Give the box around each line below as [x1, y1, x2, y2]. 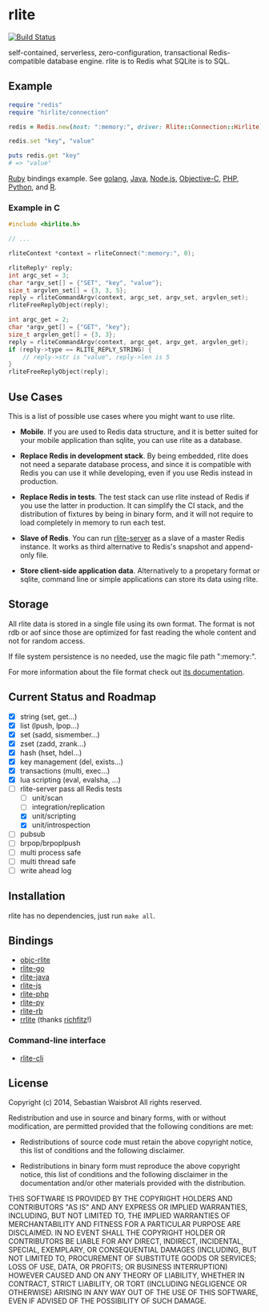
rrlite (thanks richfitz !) [19, 1015, 92, 1025]
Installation [8, 889, 66, 904]
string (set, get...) [19, 712, 78, 721]
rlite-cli [19, 1053, 44, 1062]
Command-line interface [8, 1035, 106, 1046]
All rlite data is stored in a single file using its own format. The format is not [8, 619, 255, 628]
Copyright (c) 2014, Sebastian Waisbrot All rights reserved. [8, 1098, 203, 1107]
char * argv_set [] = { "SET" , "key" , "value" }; [8, 278, 163, 286]
